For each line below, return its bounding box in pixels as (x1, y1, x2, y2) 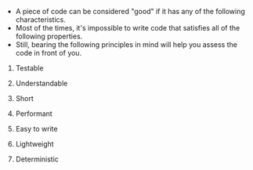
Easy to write (15, 125, 58, 133)
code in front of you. (15, 49, 82, 57)
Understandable (15, 78, 68, 88)
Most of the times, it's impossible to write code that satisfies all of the (15, 24, 240, 32)
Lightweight (15, 139, 54, 148)
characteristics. (15, 15, 67, 24)
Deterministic (15, 154, 59, 164)
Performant (15, 109, 52, 118)
